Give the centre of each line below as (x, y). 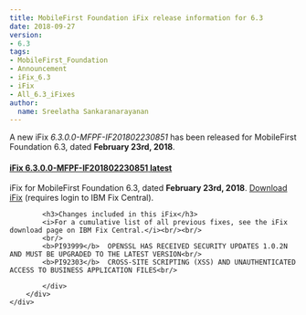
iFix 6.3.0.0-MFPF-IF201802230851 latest (91, 168)
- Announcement (38, 69)
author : (24, 103)
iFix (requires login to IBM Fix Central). (82, 198)
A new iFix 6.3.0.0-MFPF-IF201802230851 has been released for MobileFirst (153, 137)
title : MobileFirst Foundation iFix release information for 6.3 (136, 18)
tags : (20, 52)
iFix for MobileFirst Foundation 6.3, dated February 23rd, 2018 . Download (148, 188)
